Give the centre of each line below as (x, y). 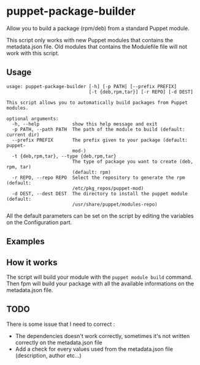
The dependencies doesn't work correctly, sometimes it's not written (102, 336)
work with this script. (33, 53)
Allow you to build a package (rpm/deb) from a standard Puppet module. (98, 28)
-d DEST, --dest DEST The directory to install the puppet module (100, 194)
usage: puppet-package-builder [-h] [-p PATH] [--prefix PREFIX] (91, 86)
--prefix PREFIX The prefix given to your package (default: (100, 140)
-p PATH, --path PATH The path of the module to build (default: (98, 129)
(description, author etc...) (48, 355)
